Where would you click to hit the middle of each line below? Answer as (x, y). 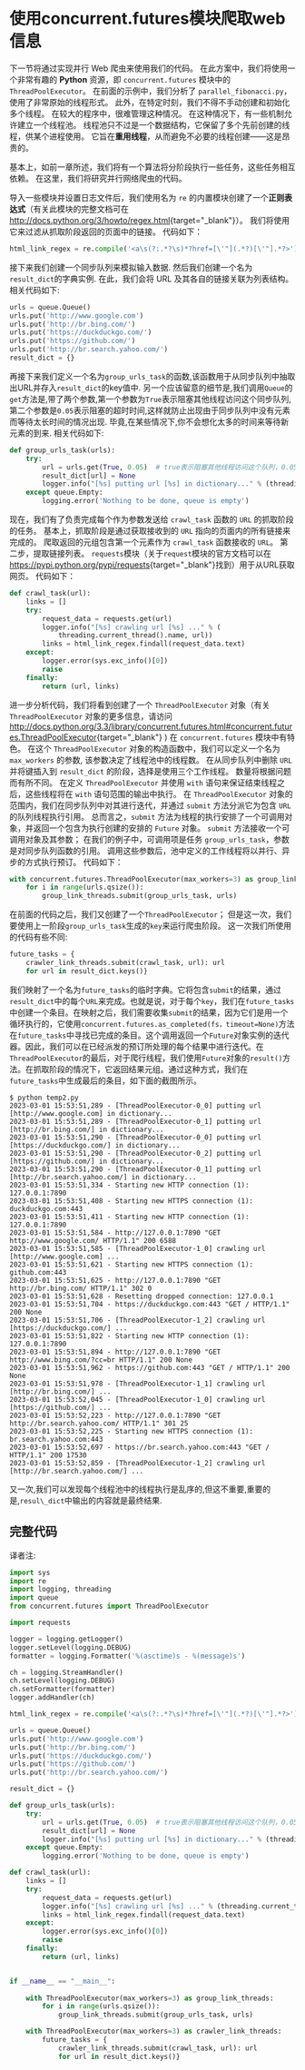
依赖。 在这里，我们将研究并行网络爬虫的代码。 (98, 178)
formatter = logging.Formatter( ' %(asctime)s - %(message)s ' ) (128, 1656)
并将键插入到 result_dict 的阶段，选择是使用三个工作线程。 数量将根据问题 (151, 771)
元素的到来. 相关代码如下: (57, 433)
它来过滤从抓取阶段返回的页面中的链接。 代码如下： (106, 232)
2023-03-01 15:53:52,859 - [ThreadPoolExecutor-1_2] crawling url (138, 1463)
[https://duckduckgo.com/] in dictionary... (95, 1145)
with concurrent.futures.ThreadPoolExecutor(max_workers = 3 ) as (132, 879)
